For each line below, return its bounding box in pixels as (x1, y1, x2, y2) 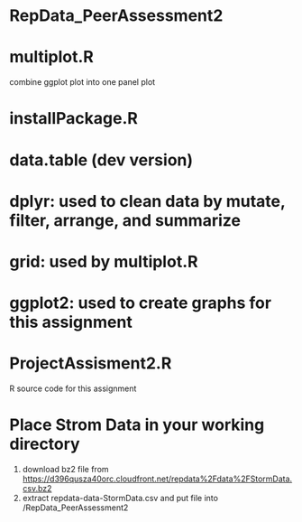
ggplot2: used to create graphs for (9, 293, 272, 313)
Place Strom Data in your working (9, 415, 265, 435)
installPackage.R (9, 108, 138, 129)
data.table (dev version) (9, 150, 194, 170)
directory (9, 434, 80, 454)
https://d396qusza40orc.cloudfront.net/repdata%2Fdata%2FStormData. (22, 473, 293, 484)
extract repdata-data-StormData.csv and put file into (22, 492, 219, 503)
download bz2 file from (22, 463, 110, 474)
